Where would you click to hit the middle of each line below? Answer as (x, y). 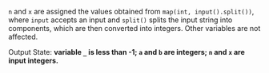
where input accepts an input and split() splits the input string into (120, 20)
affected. (23, 36)
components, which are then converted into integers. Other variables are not (134, 28)
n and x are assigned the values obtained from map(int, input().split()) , (131, 12)
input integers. (33, 60)
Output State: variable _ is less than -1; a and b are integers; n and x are (127, 52)
